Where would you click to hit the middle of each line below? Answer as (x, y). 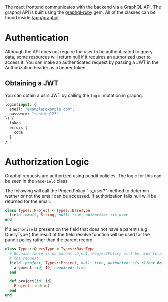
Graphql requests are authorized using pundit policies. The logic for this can (83, 176)
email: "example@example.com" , (42, 109)
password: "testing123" (34, 114)
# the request (24, 258)
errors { (19, 128)
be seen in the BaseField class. (37, 181)
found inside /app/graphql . (33, 18)
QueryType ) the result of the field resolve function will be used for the (78, 235)
